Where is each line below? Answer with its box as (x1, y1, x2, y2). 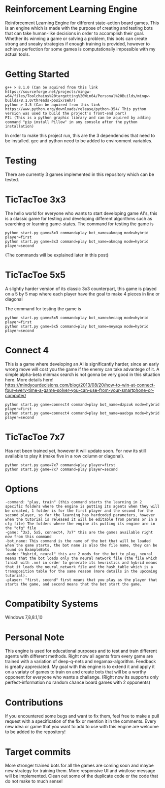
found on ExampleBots (5, 547, 50, 552)
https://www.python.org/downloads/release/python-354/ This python (5, 106, 147, 112)
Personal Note (5, 631, 65, 643)
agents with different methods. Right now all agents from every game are (5, 653, 153, 659)
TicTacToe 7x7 (5, 431, 65, 443)
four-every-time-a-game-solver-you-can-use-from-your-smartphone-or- (5, 387, 154, 393)
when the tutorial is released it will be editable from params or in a (5, 517, 158, 522)
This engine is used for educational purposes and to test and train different (5, 648, 157, 654)
